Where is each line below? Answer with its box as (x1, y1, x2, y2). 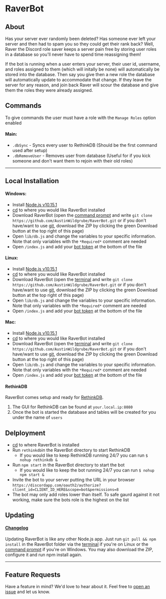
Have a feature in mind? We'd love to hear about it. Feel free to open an (5, 584, 150, 590)
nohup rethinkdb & (19, 458, 58, 463)
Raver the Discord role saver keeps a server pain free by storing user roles (5, 46, 157, 52)
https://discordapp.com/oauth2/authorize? (12, 483, 101, 488)
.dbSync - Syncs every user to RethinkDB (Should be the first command (12, 142, 157, 148)
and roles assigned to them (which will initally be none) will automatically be (5, 66, 160, 72)
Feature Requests (5, 571, 61, 579)
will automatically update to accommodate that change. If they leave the (5, 77, 152, 82)
